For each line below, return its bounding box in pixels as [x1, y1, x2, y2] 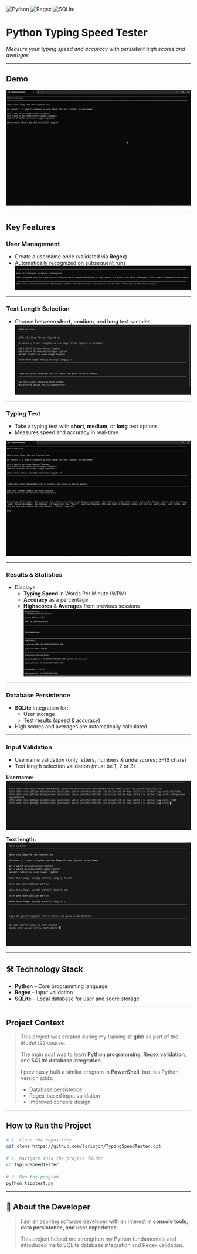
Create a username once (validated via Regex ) [14, 253, 127, 260]
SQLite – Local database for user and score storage [14, 995, 140, 1002]
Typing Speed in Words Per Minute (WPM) [23, 590, 127, 597]
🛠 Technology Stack [6, 964, 83, 974]
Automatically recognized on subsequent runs [14, 260, 126, 267]
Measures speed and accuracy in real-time [14, 429, 119, 436]
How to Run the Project [6, 1121, 92, 1131]
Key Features [6, 223, 56, 233]
